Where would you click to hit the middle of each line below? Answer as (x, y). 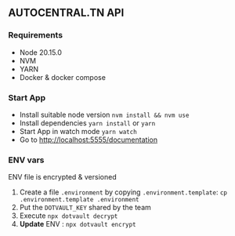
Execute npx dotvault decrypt (69, 216)
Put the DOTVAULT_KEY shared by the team (85, 208)
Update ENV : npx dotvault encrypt (78, 224)
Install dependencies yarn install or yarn (87, 123)
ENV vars (26, 160)
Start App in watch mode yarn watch (78, 131)
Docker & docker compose (62, 77)
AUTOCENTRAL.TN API (66, 13)
